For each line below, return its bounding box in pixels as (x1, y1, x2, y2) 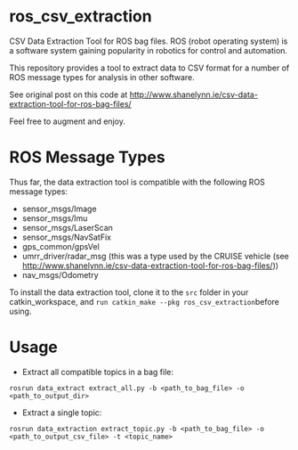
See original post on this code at (9, 89, 128, 100)
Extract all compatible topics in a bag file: (21, 366, 173, 377)
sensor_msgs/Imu (21, 212, 88, 224)
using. (9, 306, 32, 316)
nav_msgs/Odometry (21, 269, 100, 280)
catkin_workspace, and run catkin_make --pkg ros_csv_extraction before (9, 296, 280, 307)
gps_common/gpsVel (21, 241, 100, 251)
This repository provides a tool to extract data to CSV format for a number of (9, 62, 290, 73)
